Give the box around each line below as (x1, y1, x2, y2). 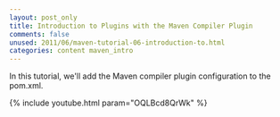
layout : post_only (9, 13, 78, 22)
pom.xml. (9, 80, 44, 91)
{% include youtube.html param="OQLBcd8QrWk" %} (9, 97, 208, 108)
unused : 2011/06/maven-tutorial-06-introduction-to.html (9, 38, 226, 47)
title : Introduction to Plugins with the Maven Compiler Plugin (9, 21, 253, 30)
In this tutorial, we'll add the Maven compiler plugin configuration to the (9, 71, 271, 81)
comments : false (9, 29, 70, 38)
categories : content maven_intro (9, 46, 134, 55)
